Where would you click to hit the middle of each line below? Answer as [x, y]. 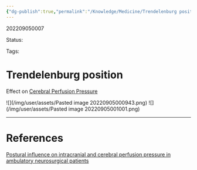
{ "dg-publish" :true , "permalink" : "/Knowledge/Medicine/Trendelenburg [91, 11]
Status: [15, 39]
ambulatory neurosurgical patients [47, 161]
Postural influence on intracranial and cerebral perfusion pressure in [89, 154]
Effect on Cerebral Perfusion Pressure [52, 91]
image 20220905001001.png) [104, 109]
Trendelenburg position [64, 75]
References [35, 138]
